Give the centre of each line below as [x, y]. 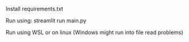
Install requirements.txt [34, 9]
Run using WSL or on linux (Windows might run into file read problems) [94, 32]
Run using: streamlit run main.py [46, 20]
